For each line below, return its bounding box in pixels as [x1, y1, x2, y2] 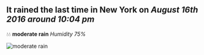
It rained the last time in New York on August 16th [6, 5, 198, 15]
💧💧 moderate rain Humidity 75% [6, 30, 86, 37]
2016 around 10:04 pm [6, 15, 95, 25]
